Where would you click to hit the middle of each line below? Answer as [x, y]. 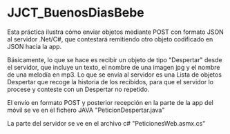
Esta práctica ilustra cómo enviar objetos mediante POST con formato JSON [116, 32]
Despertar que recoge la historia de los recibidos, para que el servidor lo [111, 82]
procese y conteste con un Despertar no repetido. [78, 89]
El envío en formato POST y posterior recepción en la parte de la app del [111, 102]
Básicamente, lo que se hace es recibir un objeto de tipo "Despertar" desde [115, 59]
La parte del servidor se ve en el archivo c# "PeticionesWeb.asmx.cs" [106, 123]
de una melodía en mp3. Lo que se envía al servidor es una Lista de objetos [115, 75]
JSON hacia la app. [35, 46]
